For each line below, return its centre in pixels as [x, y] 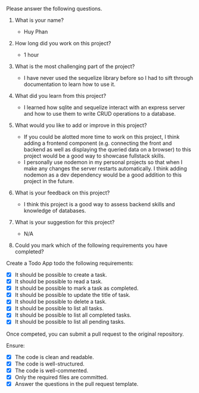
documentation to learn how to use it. [70, 84]
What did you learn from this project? [60, 96]
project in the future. [49, 181]
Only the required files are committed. [61, 377]
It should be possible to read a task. [59, 281]
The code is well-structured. [49, 364]
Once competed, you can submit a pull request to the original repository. [95, 334]
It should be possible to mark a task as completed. [77, 288]
